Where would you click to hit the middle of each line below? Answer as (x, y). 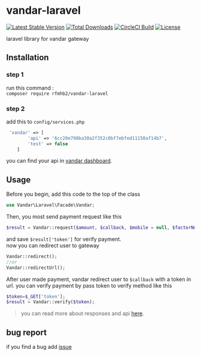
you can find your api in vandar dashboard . (59, 161)
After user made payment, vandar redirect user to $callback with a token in (99, 279)
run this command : (30, 88)
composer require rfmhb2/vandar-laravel (57, 94)
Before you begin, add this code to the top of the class (73, 194)
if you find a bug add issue (39, 347)
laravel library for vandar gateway (48, 38)
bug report (26, 332)
